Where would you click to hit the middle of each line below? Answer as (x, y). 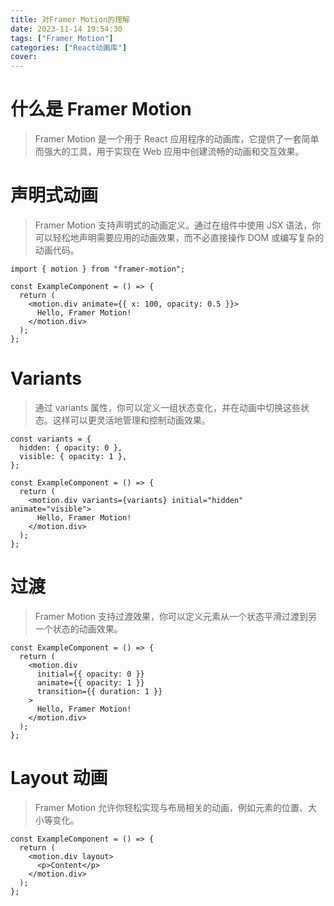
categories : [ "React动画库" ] (69, 47)
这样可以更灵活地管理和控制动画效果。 (131, 420)
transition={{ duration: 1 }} (99, 691)
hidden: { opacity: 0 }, (71, 447)
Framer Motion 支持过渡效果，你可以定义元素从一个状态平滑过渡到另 (176, 616)
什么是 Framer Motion (101, 109)
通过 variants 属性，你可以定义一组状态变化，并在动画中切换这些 (168, 407)
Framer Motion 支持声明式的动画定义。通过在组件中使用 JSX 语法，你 (178, 225)
